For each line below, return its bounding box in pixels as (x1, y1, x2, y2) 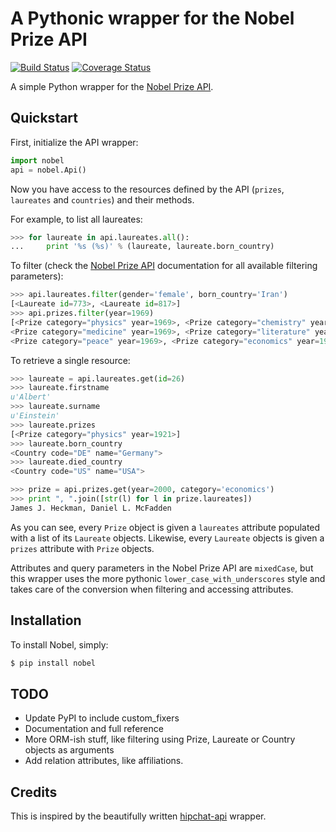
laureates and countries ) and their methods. (10, 193, 195, 206)
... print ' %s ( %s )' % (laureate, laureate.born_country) (10, 242, 275, 252)
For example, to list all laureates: (10, 213, 143, 225)
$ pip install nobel (10, 658, 97, 668)
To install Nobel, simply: (10, 638, 109, 651)
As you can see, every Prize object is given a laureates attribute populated (10, 521, 321, 533)
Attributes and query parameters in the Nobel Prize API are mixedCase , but (10, 562, 314, 574)
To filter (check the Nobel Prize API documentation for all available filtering (10, 260, 318, 272)
